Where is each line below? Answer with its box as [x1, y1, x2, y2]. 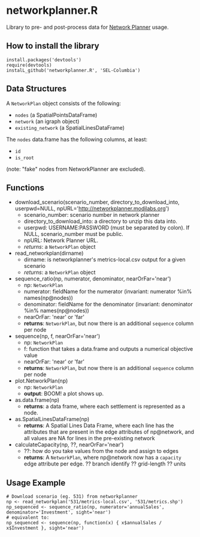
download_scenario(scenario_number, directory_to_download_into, [14, 199, 180, 206]
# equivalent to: [6, 515, 50, 521]
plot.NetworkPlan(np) [14, 377, 68, 384]
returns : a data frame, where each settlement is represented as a [23, 403, 186, 410]
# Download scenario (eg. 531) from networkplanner [6, 494, 138, 500]
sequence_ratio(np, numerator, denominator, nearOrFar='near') [14, 275, 172, 282]
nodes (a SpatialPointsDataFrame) [14, 111, 98, 118]
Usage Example [6, 478, 66, 488]
